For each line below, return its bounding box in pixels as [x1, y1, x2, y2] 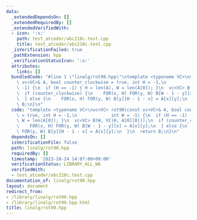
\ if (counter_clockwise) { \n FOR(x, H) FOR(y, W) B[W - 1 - [16, 90, 180, 96]
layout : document [6, 183, 49, 189]
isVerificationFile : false [11, 139, 77, 145]
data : [6, 8, 19, 15]
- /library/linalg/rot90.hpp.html [6, 199, 91, 205]
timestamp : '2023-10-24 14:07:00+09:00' [11, 156, 111, 162]
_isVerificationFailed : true [11, 47, 83, 53]
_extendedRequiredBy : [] [11, 19, 72, 25]
